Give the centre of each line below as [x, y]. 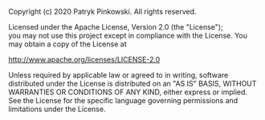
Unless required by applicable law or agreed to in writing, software [118, 75]
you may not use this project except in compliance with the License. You [128, 36]
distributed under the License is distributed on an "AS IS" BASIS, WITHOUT [132, 84]
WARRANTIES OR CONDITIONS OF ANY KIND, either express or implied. [128, 92]
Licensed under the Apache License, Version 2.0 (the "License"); [116, 27]
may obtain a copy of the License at [67, 44]
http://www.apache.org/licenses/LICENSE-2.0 [84, 60]
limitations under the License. [57, 109]
